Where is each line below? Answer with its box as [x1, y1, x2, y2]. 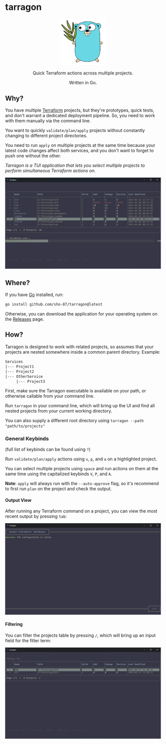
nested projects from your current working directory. [5, 408, 113, 414]
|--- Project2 [5, 369, 35, 374]
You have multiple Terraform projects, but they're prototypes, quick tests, [5, 107, 155, 113]
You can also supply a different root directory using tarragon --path [5, 417, 144, 423]
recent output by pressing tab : [5, 513, 67, 519]
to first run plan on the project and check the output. [5, 486, 112, 492]
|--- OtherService [5, 374, 43, 379]
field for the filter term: [5, 637, 51, 643]
